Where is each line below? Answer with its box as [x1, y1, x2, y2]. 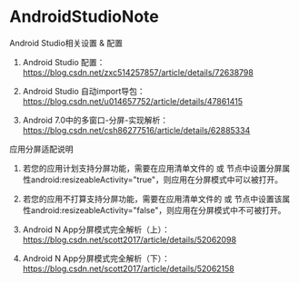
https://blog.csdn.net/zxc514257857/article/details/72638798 [22, 66, 254, 78]
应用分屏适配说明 [9, 143, 74, 154]
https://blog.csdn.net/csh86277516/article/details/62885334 [22, 124, 251, 135]
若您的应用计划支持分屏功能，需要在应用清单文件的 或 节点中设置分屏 [22, 162, 283, 173]
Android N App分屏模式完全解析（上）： [22, 224, 170, 235]
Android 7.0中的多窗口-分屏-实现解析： [22, 114, 169, 125]
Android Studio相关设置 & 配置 [9, 37, 123, 48]
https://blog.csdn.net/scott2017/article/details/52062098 [22, 234, 237, 245]
